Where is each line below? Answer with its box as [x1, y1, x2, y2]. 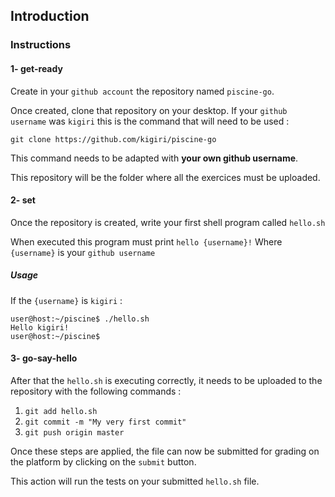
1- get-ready [10, 62, 63, 74]
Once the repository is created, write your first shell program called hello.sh [10, 216, 326, 228]
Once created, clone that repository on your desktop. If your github [10, 104, 288, 116]
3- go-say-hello [10, 352, 78, 364]
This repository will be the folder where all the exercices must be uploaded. [10, 171, 321, 183]
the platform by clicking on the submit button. [10, 455, 197, 468]
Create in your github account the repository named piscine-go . [10, 85, 275, 97]
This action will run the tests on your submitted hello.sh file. [10, 475, 260, 487]
